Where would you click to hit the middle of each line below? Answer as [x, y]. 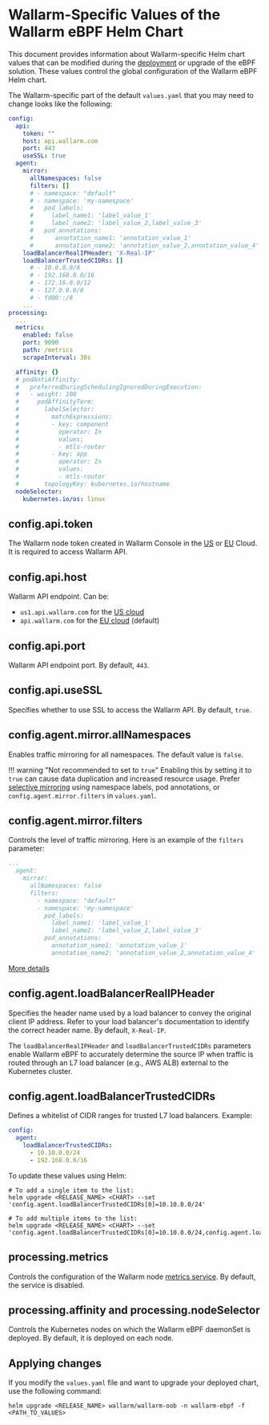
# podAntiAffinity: [48, 379]
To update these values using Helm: [67, 1175]
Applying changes [55, 1363]
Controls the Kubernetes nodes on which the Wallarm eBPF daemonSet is [129, 1329]
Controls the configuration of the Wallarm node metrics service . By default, [132, 1276]
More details [29, 968]
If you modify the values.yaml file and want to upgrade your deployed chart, [133, 1382]
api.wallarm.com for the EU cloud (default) [90, 621]
